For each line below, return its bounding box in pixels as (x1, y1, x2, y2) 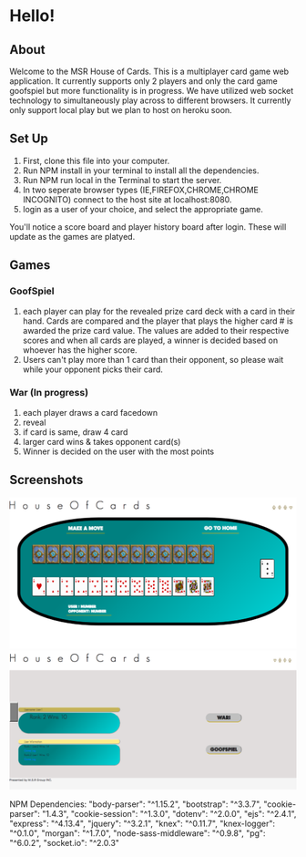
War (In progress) (9, 387, 89, 399)
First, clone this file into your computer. (22, 155, 170, 166)
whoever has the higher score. (22, 344, 138, 356)
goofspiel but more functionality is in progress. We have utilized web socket (9, 86, 294, 96)
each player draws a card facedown (22, 407, 158, 418)
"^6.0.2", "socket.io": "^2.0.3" (9, 838, 120, 848)
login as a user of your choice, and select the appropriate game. (22, 203, 264, 214)
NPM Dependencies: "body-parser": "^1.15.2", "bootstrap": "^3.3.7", (9, 799, 262, 810)
